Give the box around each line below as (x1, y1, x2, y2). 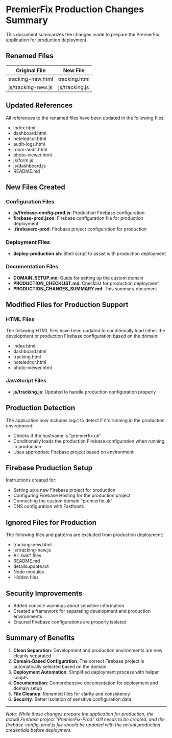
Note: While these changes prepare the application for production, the (6, 710, 154, 717)
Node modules (13, 569, 44, 575)
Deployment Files (6, 239, 50, 246)
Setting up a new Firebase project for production (13, 487, 116, 493)
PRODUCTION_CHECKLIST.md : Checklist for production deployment (13, 280, 159, 286)
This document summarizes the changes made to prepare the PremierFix (6, 31, 160, 37)
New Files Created (6, 182, 65, 191)
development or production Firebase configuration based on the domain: (6, 333, 159, 339)
